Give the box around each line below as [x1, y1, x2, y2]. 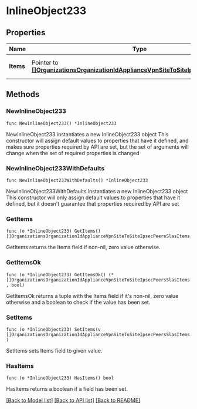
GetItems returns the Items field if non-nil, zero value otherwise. [6, 244, 161, 251]
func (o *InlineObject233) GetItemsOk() [6, 271, 107, 277]
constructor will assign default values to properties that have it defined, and [6, 137, 189, 144]
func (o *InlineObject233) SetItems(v [6, 326, 101, 333]
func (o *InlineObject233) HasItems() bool [6, 375, 114, 381]
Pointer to [31, 59, 59, 66]
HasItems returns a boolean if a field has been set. [6, 385, 128, 393]
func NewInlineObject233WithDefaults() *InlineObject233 [6, 177, 148, 183]
